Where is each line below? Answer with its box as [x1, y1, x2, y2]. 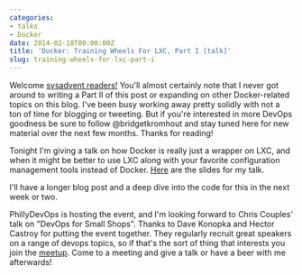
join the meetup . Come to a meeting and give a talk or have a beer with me [9, 247, 287, 258]
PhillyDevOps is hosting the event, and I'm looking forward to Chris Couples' [9, 209, 294, 219]
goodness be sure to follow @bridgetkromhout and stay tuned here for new [9, 118, 290, 129]
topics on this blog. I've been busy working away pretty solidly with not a [9, 99, 280, 109]
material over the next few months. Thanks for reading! [9, 128, 214, 138]
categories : [9, 13, 54, 23]
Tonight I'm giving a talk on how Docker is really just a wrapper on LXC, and [9, 145, 291, 156]
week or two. [9, 191, 59, 202]
